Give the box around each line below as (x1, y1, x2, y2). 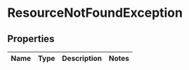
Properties (7, 33, 55, 45)
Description (62, 54, 102, 63)
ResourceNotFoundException (7, 5, 183, 21)
